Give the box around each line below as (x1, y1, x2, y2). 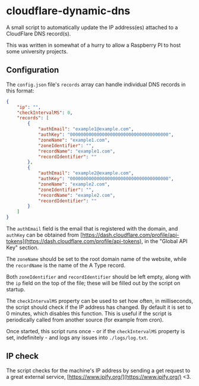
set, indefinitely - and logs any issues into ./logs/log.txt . (6, 334, 149, 341)
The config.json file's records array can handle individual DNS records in (6, 81, 186, 88)
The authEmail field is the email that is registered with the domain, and (6, 225, 178, 232)
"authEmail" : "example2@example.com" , (37, 170, 134, 176)
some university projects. (6, 47, 68, 55)
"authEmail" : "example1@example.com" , (37, 126, 134, 132)
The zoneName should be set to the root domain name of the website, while (6, 256, 187, 262)
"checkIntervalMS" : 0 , (17, 110, 73, 116)
